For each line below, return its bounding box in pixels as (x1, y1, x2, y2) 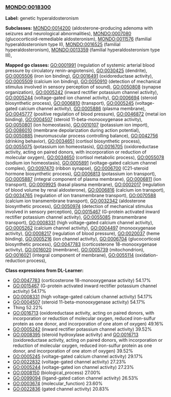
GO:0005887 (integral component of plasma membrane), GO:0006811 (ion (5, 176, 162, 182)
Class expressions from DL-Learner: (5, 267, 84, 274)
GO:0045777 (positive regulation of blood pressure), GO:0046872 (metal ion (5, 111, 166, 117)
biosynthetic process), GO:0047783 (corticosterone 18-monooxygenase (5, 241, 157, 247)
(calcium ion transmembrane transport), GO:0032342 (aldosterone (5, 198, 146, 204)
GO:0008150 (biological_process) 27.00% (12, 369, 101, 376)
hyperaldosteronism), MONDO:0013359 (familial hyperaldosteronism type (5, 47, 160, 53)
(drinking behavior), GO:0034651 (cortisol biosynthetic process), (5, 138, 141, 144)
